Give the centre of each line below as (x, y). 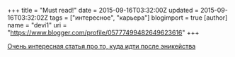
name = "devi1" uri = (37, 25)
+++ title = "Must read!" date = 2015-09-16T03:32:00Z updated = (103, 10)
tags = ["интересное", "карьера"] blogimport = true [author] (138, 18)
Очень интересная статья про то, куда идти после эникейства (102, 46)
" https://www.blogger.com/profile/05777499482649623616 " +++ (103, 32)
